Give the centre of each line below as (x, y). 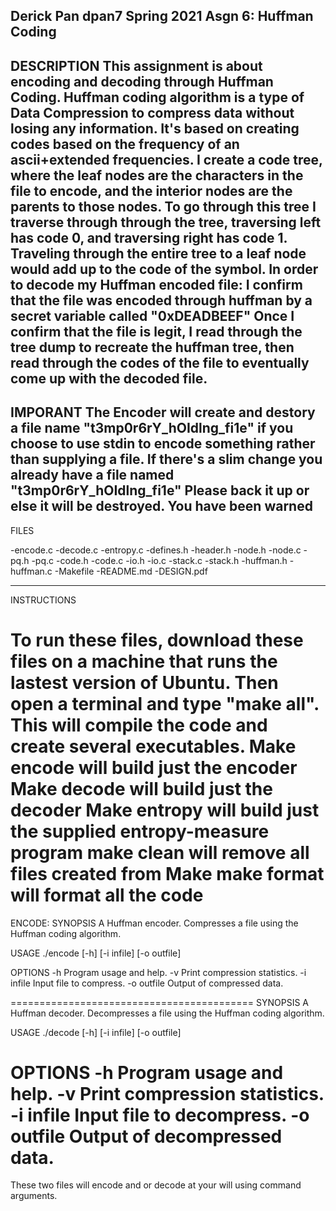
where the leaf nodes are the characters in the (157, 175)
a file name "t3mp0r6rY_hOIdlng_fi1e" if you (152, 428)
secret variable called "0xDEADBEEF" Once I (152, 315)
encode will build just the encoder (154, 767)
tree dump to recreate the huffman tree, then (152, 347)
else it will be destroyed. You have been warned (161, 506)
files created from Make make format (167, 873)
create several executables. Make (153, 746)
